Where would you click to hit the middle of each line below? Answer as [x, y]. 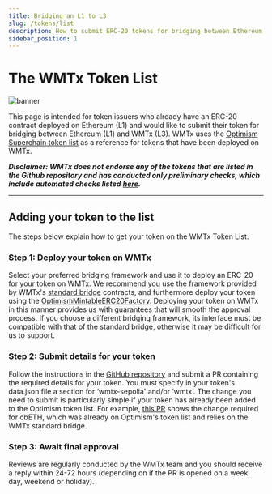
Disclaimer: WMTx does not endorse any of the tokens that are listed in [131, 167]
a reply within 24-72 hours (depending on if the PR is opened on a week [128, 473]
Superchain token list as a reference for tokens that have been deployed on [134, 143]
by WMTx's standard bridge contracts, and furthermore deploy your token [132, 292]
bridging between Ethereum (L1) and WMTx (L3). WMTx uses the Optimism [133, 134]
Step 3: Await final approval [64, 446]
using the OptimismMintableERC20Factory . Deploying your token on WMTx [134, 301]
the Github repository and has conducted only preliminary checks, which [134, 176]
